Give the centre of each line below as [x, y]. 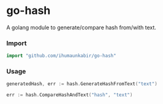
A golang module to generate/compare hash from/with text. [81, 27]
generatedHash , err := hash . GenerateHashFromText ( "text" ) [82, 84]
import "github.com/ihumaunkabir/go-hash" [61, 56]
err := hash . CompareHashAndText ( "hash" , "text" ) [70, 95]
